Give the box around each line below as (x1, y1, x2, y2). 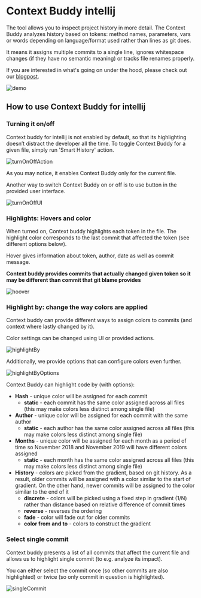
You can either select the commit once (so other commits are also (6, 567, 169, 574)
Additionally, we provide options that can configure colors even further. (6, 358, 182, 365)
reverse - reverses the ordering (23, 507, 102, 515)
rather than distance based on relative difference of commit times (23, 501, 185, 508)
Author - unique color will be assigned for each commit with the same (14, 412, 188, 419)
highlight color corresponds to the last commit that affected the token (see (6, 234, 190, 241)
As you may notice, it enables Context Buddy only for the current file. (6, 169, 176, 176)
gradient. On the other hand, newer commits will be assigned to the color (14, 482, 195, 489)
